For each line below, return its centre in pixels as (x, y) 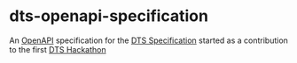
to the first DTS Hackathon (58, 49)
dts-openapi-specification (109, 16)
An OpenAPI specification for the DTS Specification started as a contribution (148, 40)
